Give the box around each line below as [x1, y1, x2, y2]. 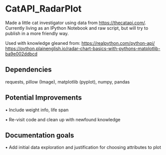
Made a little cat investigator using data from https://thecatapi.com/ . [5, 20, 146, 26]
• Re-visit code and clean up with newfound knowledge [5, 116, 121, 122]
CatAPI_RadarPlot [5, 3, 82, 15]
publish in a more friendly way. [5, 30, 69, 36]
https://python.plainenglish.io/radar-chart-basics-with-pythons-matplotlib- [5, 45, 160, 51]
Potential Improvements [5, 94, 82, 102]
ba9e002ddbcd [5, 51, 38, 57]
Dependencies [5, 65, 52, 74]
